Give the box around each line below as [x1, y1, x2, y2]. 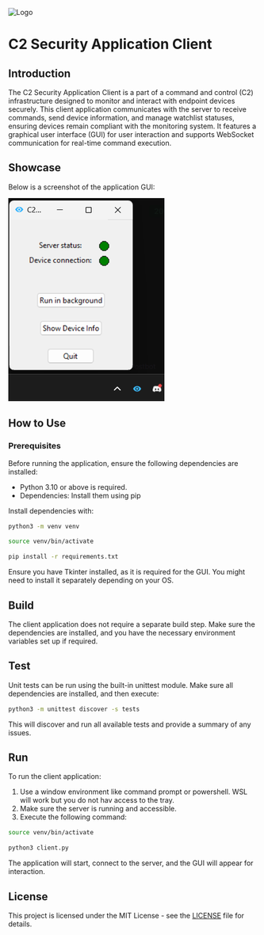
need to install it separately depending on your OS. [8, 575, 174, 586]
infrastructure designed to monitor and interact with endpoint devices [8, 96, 235, 105]
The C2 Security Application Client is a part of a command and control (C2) [8, 88, 254, 97]
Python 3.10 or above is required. [19, 482, 128, 491]
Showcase [8, 161, 62, 174]
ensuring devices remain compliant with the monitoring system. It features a [8, 121, 256, 131]
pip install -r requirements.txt [8, 553, 119, 561]
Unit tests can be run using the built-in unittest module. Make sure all [8, 680, 234, 689]
